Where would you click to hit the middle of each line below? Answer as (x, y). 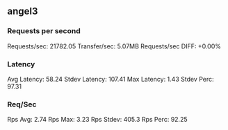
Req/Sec (22, 104)
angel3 (23, 11)
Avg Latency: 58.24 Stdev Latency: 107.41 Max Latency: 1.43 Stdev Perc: (111, 79)
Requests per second (44, 31)
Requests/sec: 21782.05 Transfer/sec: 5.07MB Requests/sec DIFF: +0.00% (114, 46)
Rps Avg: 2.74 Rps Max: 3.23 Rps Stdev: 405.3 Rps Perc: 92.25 (97, 120)
